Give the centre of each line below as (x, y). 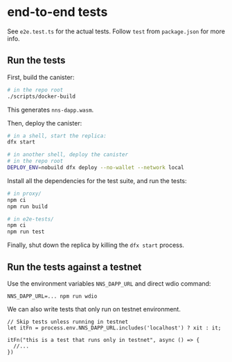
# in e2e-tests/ (30, 219)
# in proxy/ (24, 193)
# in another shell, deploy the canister (68, 155)
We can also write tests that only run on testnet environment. (94, 309)
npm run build (28, 206)
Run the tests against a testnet (74, 267)
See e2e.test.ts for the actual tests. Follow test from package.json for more (116, 31)
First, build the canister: (41, 77)
